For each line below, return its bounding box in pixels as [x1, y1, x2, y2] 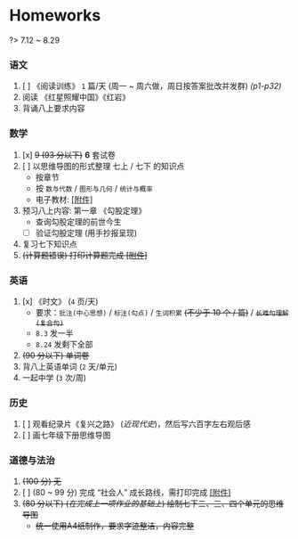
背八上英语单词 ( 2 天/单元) [21, 361, 118, 372]
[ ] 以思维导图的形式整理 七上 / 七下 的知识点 [21, 160, 185, 171]
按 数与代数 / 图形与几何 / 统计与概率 [35, 183, 153, 193]
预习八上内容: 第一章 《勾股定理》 [21, 205, 147, 216]
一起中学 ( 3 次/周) [21, 372, 87, 383]
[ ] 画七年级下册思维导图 [21, 429, 111, 441]
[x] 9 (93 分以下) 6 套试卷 [21, 149, 116, 160]
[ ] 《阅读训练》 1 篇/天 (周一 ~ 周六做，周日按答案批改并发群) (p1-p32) [21, 81, 282, 92]
